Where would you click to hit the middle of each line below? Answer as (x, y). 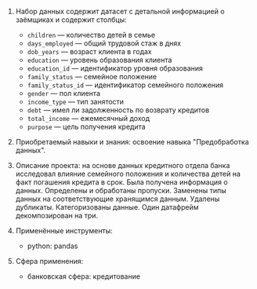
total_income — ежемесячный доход (89, 118)
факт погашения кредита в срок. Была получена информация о (122, 182)
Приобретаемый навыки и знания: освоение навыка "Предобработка (132, 142)
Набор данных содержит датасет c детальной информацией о (120, 11)
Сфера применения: (49, 261)
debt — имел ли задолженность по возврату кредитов (118, 110)
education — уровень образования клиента (100, 60)
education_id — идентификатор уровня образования (115, 68)
